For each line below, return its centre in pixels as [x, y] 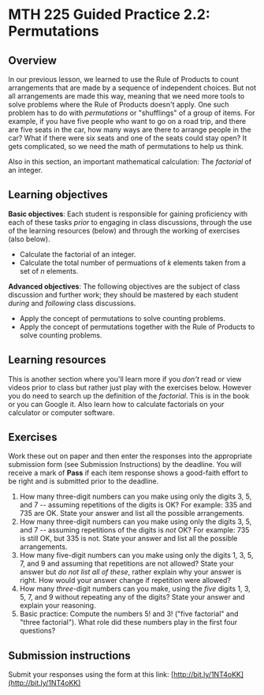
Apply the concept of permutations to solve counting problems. [123, 318]
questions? [37, 631]
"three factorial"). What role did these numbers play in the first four [128, 622]
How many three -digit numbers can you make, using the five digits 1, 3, [135, 589]
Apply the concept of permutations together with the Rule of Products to [137, 327]
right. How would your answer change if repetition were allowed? [125, 581]
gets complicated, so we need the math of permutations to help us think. [126, 146]
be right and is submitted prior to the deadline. [84, 481]
